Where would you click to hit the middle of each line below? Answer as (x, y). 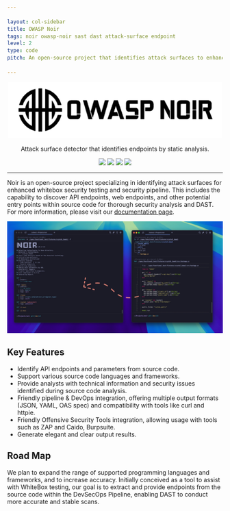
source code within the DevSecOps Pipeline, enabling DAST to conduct (107, 494)
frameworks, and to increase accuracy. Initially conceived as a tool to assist (114, 479)
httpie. (26, 412)
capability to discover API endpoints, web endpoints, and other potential (109, 197)
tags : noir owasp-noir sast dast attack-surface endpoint (91, 36)
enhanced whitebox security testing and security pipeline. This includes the (114, 190)
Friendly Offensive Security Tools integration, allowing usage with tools (117, 420)
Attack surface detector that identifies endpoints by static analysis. (115, 149)
